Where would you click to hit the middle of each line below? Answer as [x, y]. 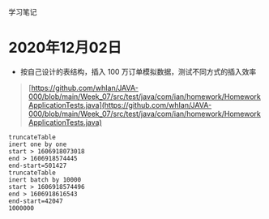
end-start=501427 [38, 165]
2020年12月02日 [65, 48]
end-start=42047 [36, 201]
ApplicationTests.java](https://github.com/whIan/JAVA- [120, 105]
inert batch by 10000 [45, 180]
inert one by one [38, 144]
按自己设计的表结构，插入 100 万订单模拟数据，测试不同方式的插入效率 [138, 71]
